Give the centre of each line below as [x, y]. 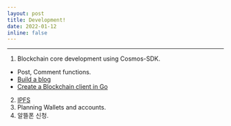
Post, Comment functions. [54, 72]
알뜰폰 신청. [33, 116]
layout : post [26, 13]
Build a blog [34, 79]
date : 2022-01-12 [32, 26]
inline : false [27, 33]
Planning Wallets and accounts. [62, 107]
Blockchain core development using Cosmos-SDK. [89, 59]
